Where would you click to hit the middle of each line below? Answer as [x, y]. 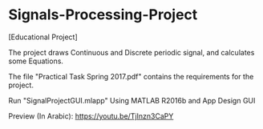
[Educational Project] [43, 37]
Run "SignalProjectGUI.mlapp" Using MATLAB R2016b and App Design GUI [132, 100]
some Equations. [36, 61]
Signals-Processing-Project [103, 15]
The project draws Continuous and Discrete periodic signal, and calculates [131, 52]
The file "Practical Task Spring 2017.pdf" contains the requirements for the [131, 76]
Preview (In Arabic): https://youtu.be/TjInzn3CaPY [91, 116]
